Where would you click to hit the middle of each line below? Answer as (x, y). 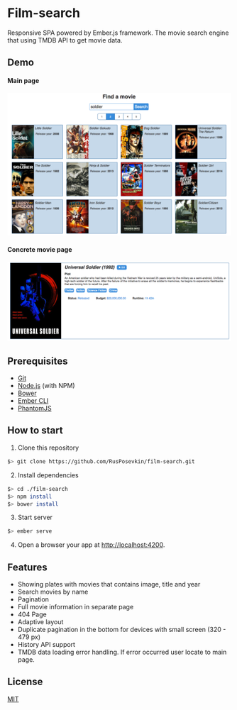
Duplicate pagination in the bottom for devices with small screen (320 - (122, 630)
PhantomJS (34, 409)
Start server (35, 517)
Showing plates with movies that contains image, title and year (109, 584)
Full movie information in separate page (76, 607)
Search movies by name (53, 592)
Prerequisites (38, 361)
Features (27, 567)
